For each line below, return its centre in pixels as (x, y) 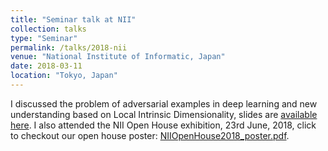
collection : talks (48, 29)
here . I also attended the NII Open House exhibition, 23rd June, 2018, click (163, 125)
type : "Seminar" (44, 38)
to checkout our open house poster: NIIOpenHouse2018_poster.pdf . (150, 135)
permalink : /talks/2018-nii (69, 47)
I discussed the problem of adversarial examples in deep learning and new (164, 103)
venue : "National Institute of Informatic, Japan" (118, 57)
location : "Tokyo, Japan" (64, 76)
